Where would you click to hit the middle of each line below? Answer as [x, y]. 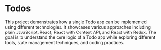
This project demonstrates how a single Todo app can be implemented [76, 22]
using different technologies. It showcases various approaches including [78, 27]
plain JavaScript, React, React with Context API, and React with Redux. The [80, 32]
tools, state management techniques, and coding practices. [65, 42]
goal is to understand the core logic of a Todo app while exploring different [80, 37]
